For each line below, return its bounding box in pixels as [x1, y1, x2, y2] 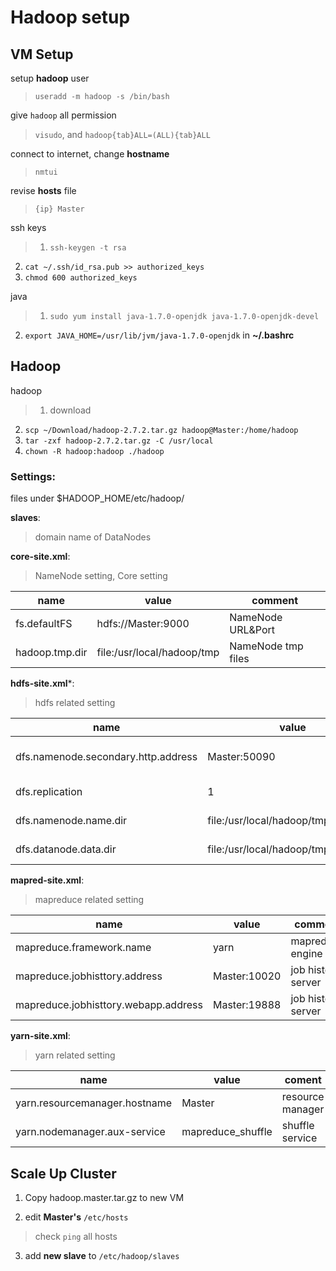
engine [290, 947, 323, 961]
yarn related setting [34, 1049, 116, 1061]
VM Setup [10, 46, 74, 63]
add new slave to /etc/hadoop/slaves [24, 1249, 180, 1261]
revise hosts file [10, 185, 77, 196]
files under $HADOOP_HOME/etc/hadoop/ [10, 492, 185, 505]
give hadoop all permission [10, 109, 117, 121]
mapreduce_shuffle [181, 1125, 273, 1139]
